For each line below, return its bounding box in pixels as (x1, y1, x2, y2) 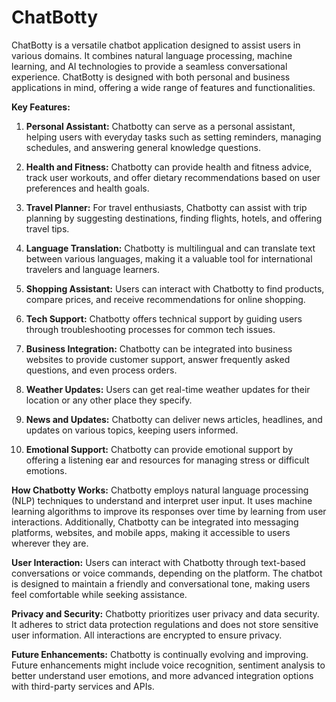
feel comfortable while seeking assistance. (11, 588, 188, 600)
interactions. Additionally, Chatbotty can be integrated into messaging (11, 516, 299, 528)
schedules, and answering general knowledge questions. (25, 141, 261, 153)
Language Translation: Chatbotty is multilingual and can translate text (25, 242, 316, 254)
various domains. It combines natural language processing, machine (11, 49, 293, 61)
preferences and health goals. (25, 182, 150, 194)
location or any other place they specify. (25, 394, 193, 406)
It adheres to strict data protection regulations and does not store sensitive (11, 618, 319, 630)
